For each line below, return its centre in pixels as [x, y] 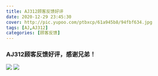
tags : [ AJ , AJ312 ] [27, 28]
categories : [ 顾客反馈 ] [33, 33]
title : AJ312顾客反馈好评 [35, 11]
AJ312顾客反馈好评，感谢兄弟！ [51, 55]
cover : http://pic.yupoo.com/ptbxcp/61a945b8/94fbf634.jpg [79, 22]
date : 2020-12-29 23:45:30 [39, 17]
